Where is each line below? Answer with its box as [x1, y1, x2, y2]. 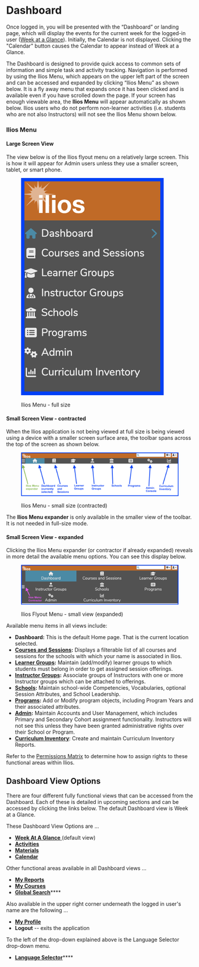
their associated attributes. [14, 703, 81, 711]
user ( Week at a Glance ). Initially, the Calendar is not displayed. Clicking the [6, 36, 191, 43]
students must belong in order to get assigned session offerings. [14, 665, 173, 672]
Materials [14, 846, 39, 854]
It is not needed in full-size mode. [6, 520, 89, 527]
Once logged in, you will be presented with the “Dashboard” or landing [6, 23, 179, 30]
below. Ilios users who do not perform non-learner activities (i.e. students [6, 104, 186, 111]
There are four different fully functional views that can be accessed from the [6, 792, 193, 799]
